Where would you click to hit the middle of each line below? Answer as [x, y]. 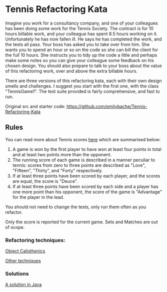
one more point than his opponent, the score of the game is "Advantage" [87, 192]
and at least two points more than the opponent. [62, 154]
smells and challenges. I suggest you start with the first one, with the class [82, 86]
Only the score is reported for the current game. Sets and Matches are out [82, 222]
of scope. [15, 227]
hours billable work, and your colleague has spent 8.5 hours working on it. [81, 34]
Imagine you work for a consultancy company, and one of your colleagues [82, 23]
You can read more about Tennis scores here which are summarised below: [83, 139]
